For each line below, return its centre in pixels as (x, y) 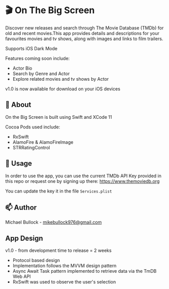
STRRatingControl (31, 147)
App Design (24, 238)
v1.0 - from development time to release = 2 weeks (58, 250)
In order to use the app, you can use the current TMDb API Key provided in (83, 176)
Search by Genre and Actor (41, 73)
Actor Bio (22, 68)
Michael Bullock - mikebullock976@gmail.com (54, 222)
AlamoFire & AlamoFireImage (43, 142)
